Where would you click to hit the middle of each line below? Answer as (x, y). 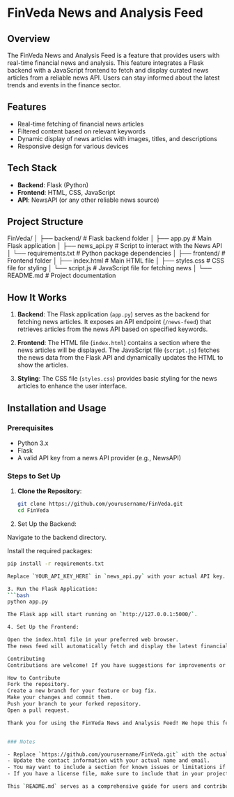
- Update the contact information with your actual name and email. (109, 761)
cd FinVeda (33, 511)
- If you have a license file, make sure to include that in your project (118, 774)
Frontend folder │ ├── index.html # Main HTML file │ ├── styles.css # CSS (116, 261)
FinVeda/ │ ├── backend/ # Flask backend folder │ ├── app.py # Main (110, 238)
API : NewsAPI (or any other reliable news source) (88, 200)
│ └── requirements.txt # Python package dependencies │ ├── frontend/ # (116, 254)
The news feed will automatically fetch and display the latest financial (118, 646)
